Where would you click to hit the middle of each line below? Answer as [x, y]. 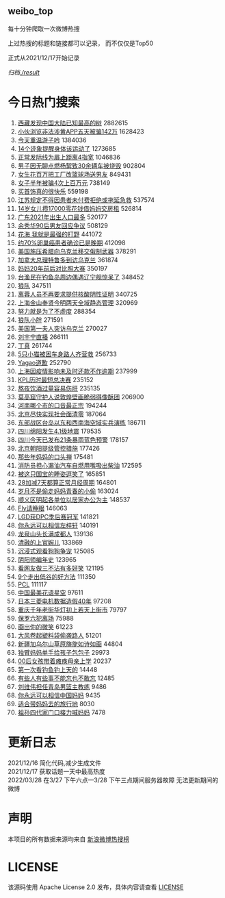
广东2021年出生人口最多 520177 [63, 217]
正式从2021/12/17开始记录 [44, 58]
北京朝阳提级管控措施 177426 [58, 448]
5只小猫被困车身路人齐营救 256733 [67, 354]
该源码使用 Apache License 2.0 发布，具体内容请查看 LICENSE [96, 887]
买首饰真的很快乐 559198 [53, 191]
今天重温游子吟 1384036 [52, 140]
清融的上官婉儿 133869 [50, 542]
